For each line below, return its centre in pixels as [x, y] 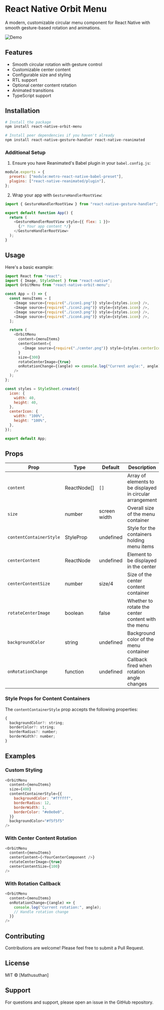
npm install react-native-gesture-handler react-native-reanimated [75, 140]
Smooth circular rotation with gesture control [57, 64]
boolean [74, 613]
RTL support [25, 80]
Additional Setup [25, 152]
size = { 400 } [20, 789]
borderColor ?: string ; [32, 727]
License [17, 963]
